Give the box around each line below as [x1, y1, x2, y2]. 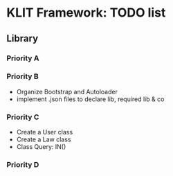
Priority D [6, 160, 39, 170]
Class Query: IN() [16, 143, 66, 151]
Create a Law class [16, 135, 71, 143]
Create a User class [16, 128, 73, 137]
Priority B [6, 71, 39, 81]
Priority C [6, 112, 39, 122]
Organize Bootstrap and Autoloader [16, 87, 118, 96]
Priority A [6, 53, 39, 63]
